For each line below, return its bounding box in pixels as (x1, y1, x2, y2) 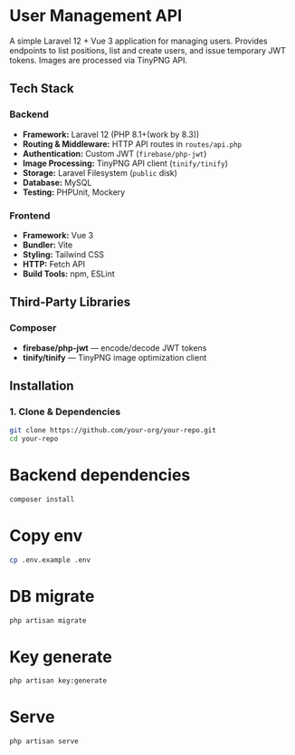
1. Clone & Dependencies (9, 405, 121, 418)
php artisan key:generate (9, 676, 107, 685)
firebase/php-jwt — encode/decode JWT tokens (22, 342, 207, 353)
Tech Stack (9, 81, 74, 96)
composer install (9, 495, 75, 504)
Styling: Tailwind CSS (22, 248, 105, 259)
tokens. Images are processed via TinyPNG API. (9, 54, 188, 65)
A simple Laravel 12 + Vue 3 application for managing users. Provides (9, 35, 269, 46)
